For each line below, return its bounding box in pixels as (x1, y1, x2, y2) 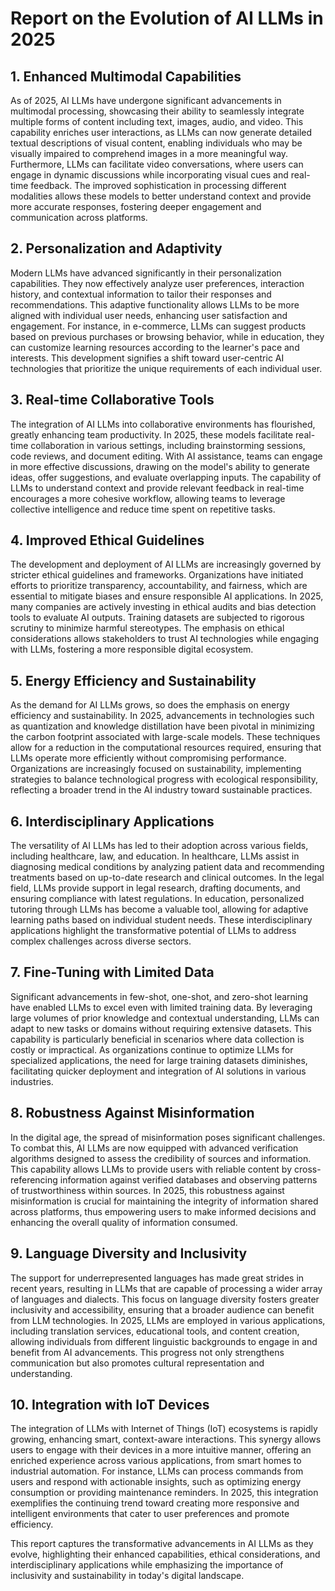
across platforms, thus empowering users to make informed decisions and (10, 1205, 317, 1217)
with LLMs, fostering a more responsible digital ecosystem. (10, 643, 254, 656)
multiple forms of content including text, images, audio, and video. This (10, 116, 304, 127)
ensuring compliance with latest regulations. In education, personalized (10, 893, 305, 905)
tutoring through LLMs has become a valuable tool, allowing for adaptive (10, 903, 309, 916)
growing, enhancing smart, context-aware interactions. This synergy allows (10, 1433, 322, 1446)
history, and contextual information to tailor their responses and (10, 288, 272, 300)
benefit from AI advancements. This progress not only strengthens (10, 1346, 285, 1358)
